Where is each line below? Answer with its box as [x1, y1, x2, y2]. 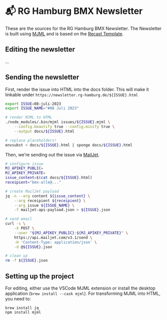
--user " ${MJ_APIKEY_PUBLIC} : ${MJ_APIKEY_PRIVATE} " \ [14, 230, 128, 235]
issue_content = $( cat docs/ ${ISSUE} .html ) [5, 175, 93, 180]
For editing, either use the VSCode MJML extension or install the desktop [5, 285, 156, 291]
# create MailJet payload [5, 188, 59, 194]
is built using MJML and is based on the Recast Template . [5, 30, 124, 36]
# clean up [5, 253, 28, 258]
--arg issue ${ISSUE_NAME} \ [14, 202, 75, 208]
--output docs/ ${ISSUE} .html [14, 128, 75, 134]
